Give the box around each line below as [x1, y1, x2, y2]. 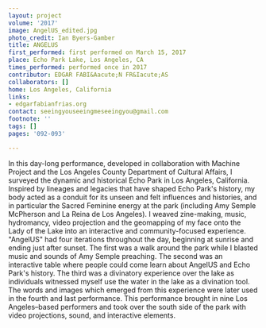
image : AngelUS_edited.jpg [8, 26, 98, 34]
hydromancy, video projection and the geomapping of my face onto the [8, 218, 241, 227]
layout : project [8, 11, 62, 20]
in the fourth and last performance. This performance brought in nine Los [8, 293, 248, 303]
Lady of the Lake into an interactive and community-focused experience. [8, 226, 246, 235]
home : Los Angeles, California [8, 85, 112, 94]
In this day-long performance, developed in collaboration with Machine [8, 158, 241, 168]
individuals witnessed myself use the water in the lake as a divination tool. [8, 276, 250, 286]
